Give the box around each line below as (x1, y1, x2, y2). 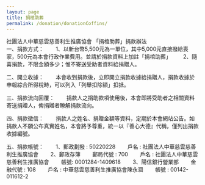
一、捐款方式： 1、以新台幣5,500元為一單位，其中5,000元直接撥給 (6, 45, 184, 53)
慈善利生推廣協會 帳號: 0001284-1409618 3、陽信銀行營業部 (6, 158, 179, 165)
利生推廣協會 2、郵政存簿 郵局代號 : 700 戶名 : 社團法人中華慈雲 (6, 151, 198, 158)
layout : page (6, 9, 40, 15)
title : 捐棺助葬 (6, 15, 44, 21)
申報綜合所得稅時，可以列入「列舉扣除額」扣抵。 (6, 81, 129, 89)
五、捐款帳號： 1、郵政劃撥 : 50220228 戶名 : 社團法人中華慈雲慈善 (6, 143, 196, 150)
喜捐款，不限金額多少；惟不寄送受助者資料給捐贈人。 (6, 60, 140, 68)
